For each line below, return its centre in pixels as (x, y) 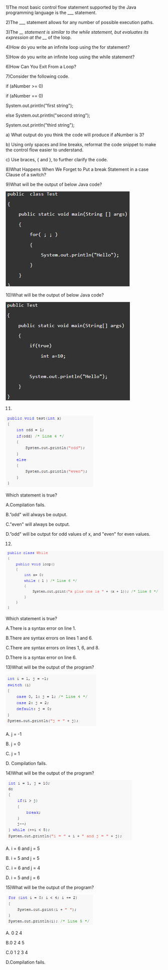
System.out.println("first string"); (40, 106)
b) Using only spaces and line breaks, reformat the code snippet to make (81, 144)
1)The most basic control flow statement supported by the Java (71, 7)
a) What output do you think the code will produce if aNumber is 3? (75, 135)
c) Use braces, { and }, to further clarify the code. (57, 160)
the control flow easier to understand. (45, 150)
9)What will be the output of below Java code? (54, 184)
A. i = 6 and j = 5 (23, 848)
